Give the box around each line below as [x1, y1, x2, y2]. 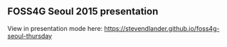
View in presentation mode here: [7, 24, 103, 32]
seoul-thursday [7, 32, 52, 40]
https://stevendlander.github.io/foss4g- [104, 24, 220, 32]
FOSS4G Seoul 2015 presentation [7, 6, 159, 18]
